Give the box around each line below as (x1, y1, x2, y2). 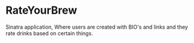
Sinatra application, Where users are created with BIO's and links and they (5, 23, 189, 30)
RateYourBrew (5, 4, 78, 17)
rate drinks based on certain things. (5, 29, 93, 36)
